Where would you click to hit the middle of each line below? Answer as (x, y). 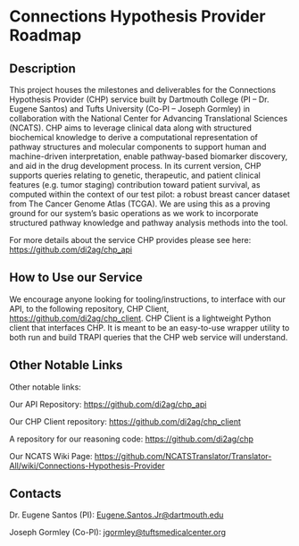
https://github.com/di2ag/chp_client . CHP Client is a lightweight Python (141, 318)
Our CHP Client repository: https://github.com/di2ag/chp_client (125, 421)
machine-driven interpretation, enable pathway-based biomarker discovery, (149, 156)
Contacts (36, 494)
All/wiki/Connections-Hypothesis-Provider (87, 466)
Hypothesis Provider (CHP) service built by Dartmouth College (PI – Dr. (139, 99)
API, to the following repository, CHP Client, (89, 308)
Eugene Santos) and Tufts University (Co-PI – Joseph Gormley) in (130, 109)
